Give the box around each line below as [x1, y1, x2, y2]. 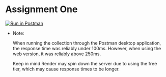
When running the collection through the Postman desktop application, [12, 40, 161, 46]
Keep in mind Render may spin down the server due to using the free [12, 60, 157, 66]
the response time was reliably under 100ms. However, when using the [12, 45, 161, 51]
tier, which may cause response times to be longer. [12, 66, 120, 72]
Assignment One [5, 4, 78, 15]
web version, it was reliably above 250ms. [12, 51, 101, 57]
